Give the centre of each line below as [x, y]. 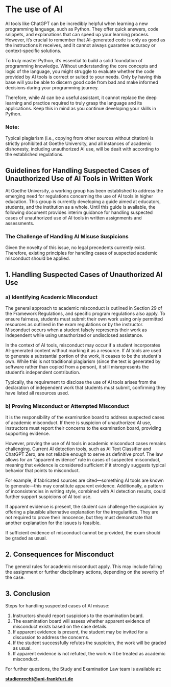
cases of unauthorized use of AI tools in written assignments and [74, 218]
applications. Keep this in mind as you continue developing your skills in [81, 108]
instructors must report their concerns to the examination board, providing [83, 428]
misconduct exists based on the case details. [60, 626]
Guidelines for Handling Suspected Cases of [77, 170]
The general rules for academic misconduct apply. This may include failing [84, 567]
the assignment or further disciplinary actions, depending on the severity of [85, 572]
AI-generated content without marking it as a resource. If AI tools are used [83, 351]
